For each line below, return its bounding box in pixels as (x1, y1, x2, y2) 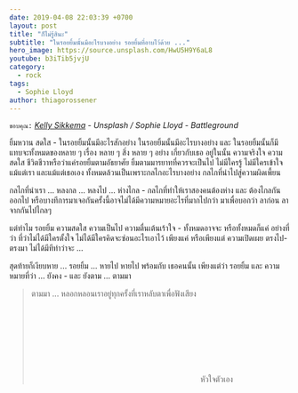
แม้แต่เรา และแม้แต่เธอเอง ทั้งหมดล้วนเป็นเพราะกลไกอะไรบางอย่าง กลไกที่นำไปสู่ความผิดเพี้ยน (9, 167, 281, 178)
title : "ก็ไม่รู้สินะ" (9, 29, 68, 38)
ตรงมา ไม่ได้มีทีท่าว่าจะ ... (9, 243, 84, 253)
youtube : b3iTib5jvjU (9, 54, 90, 63)
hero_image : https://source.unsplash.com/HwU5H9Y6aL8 (9, 46, 213, 55)
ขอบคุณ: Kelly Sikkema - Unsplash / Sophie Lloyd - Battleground (9, 120, 238, 131)
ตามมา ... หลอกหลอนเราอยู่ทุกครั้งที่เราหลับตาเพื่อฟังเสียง (30, 288, 197, 299)
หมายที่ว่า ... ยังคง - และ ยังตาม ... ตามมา (9, 270, 132, 281)
